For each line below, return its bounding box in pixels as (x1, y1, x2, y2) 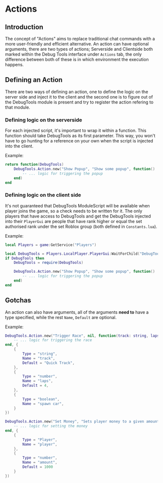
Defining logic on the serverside (5, 116, 82, 123)
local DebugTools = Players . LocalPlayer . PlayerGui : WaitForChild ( (5, 251, 140, 256)
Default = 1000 (22, 464, 53, 469)
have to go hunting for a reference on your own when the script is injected (5, 138, 154, 144)
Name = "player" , (22, 442, 57, 447)
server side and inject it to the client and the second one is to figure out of (5, 94, 153, 100)
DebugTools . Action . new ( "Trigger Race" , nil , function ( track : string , (5, 333, 149, 338)
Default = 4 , (22, 383, 49, 388)
